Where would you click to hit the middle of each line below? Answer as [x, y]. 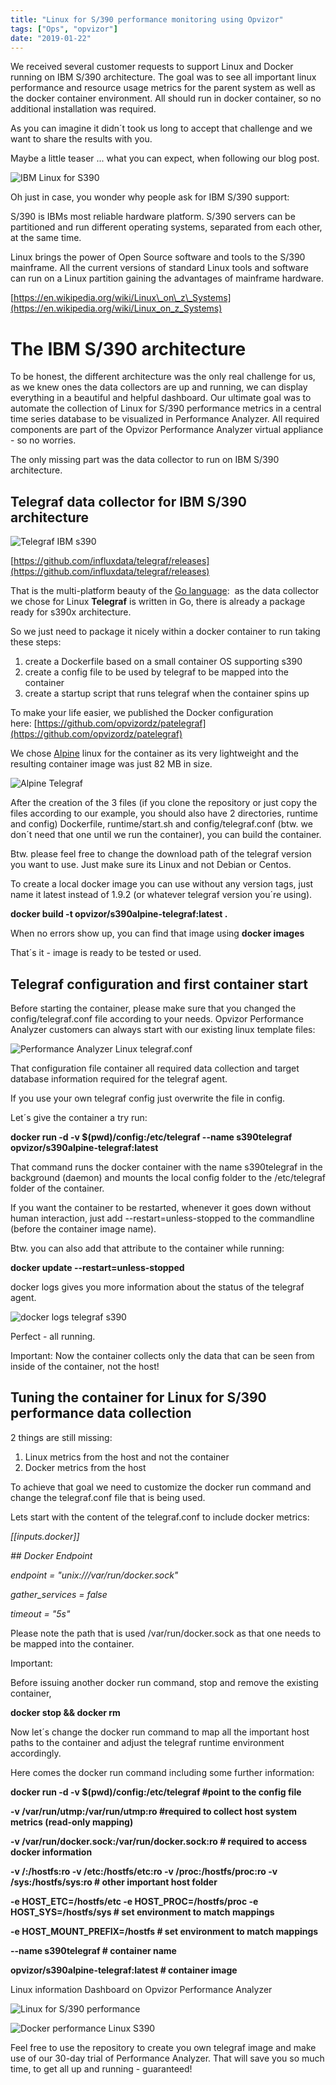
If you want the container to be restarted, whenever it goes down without [161, 1207]
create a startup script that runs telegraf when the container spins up [167, 693]
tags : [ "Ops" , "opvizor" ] [64, 29]
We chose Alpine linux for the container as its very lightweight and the [154, 753]
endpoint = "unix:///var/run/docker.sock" [94, 1575]
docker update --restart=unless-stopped [97, 1267]
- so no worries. [43, 440]
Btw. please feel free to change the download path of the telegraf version [161, 854]
